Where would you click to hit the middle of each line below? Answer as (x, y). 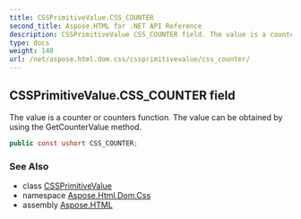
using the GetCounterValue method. (75, 127)
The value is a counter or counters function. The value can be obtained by (146, 117)
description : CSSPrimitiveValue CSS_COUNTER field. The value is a (138, 34)
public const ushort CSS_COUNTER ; (74, 143)
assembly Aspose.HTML (68, 205)
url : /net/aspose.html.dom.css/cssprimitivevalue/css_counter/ (130, 59)
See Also (29, 166)
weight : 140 (31, 51)
